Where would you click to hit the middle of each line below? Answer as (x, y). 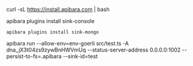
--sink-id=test (80, 56)
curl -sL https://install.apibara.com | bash (58, 9)
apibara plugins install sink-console (51, 21)
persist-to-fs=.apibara (34, 56)
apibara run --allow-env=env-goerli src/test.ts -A (68, 43)
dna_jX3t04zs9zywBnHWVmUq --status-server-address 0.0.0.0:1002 (93, 50)
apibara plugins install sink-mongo (52, 32)
